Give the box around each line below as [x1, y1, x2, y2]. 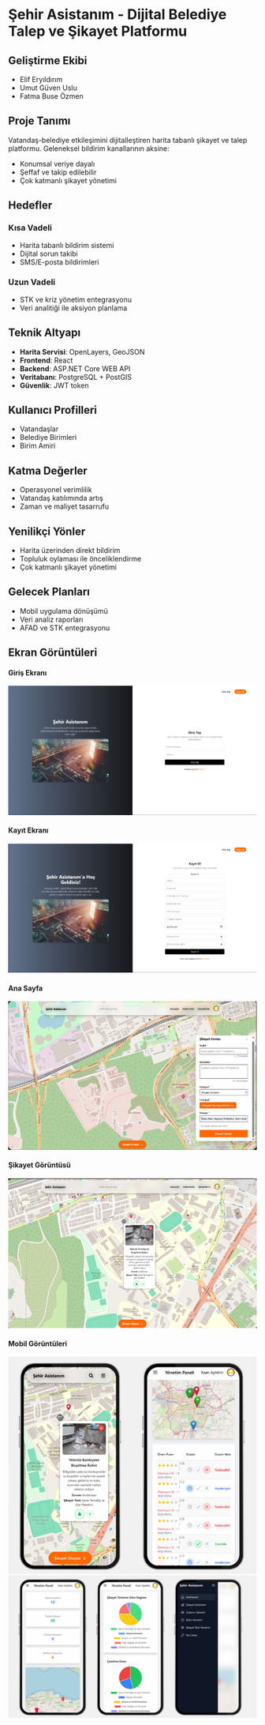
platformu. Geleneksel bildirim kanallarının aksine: [8, 144, 170, 153]
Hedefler [8, 199, 53, 212]
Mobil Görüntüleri [8, 1339, 68, 1348]
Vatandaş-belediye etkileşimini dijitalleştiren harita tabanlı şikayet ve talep [8, 135, 248, 145]
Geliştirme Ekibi [8, 54, 88, 67]
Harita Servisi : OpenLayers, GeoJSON [19, 347, 145, 356]
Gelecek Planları [8, 585, 91, 599]
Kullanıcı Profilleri [8, 404, 97, 416]
